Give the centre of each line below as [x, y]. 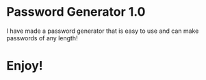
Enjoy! [25, 66]
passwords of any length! [42, 38]
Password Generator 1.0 [76, 12]
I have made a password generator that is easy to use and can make [103, 31]
